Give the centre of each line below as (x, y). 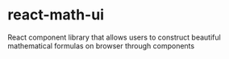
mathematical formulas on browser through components (101, 45)
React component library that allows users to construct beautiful (114, 37)
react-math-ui (56, 15)
